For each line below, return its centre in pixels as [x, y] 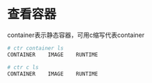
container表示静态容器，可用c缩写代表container [76, 35]
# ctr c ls [23, 67]
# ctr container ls [36, 48]
